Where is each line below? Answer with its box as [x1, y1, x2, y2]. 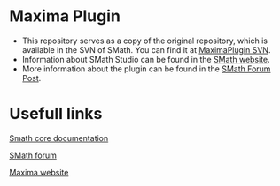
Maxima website [9, 167, 69, 177]
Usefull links [9, 104, 103, 124]
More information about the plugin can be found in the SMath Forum [21, 63, 271, 74]
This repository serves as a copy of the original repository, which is [21, 35, 268, 46]
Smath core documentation [9, 132, 109, 143]
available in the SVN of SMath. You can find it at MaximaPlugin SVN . [21, 44, 271, 55]
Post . [21, 72, 42, 83]
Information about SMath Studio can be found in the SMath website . [21, 54, 270, 64]
